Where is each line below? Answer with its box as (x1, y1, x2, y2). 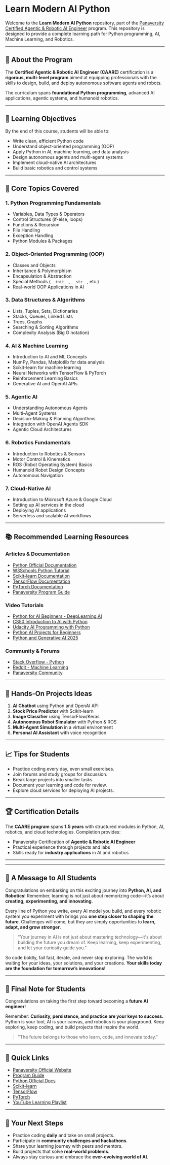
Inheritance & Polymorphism (12, 268, 72, 274)
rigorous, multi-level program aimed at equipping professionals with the (5, 74, 157, 80)
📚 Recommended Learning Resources (5, 532, 129, 541)
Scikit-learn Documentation (12, 573, 70, 579)
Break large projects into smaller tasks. (12, 776, 94, 782)
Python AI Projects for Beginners (12, 629, 81, 636)
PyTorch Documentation (12, 583, 63, 589)
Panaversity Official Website (12, 1067, 72, 1073)
